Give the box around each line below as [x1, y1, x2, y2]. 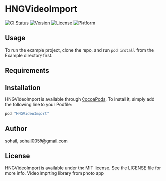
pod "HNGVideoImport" [5, 111, 50, 116]
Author [5, 124, 27, 133]
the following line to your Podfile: [5, 101, 73, 107]
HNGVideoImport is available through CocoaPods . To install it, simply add [5, 96, 155, 102]
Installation [5, 83, 41, 91]
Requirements [5, 66, 49, 75]
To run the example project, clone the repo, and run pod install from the [5, 47, 154, 53]
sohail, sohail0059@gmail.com [5, 138, 68, 144]
